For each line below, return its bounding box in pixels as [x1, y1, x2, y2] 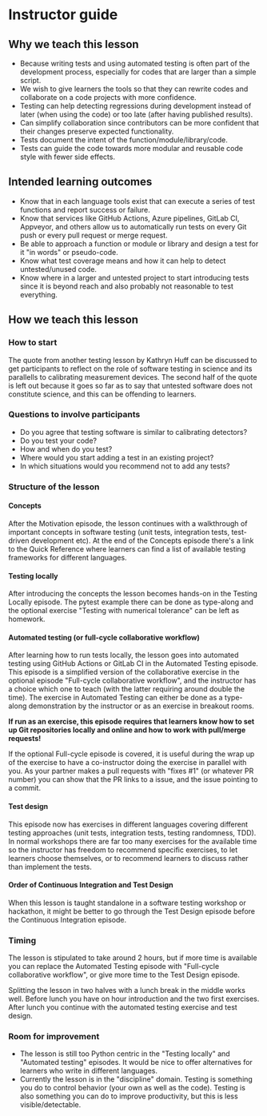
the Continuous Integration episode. [8, 915, 126, 924]
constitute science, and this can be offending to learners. [8, 389, 197, 399]
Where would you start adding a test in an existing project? [19, 452, 214, 462]
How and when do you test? [19, 444, 113, 453]
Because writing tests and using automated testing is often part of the [19, 58, 250, 68]
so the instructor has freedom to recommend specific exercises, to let [8, 845, 238, 855]
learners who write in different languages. [19, 1066, 158, 1076]
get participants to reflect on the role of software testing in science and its [8, 364, 253, 373]
